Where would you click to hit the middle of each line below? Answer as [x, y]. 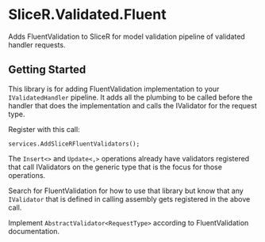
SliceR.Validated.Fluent [87, 15]
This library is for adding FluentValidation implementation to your [114, 89]
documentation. [34, 231]
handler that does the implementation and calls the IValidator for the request [133, 105]
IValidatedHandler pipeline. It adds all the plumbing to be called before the [131, 97]
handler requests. [37, 44]
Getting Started [47, 70]
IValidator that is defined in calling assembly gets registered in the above [129, 199]
